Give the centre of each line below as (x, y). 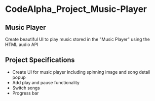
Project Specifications (40, 60)
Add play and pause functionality (46, 82)
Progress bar (25, 93)
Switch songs (26, 88)
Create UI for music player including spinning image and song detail (81, 72)
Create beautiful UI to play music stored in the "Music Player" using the (77, 39)
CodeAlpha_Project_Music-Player (76, 9)
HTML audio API (22, 45)
